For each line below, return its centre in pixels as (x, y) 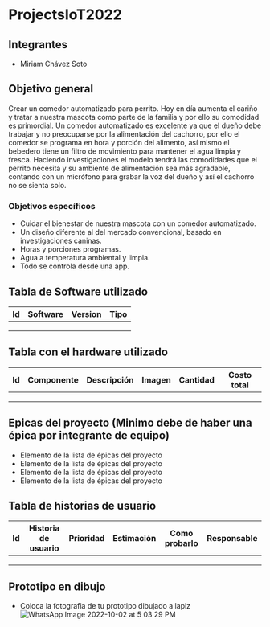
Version (86, 313)
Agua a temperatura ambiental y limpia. (85, 258)
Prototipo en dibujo (57, 586)
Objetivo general (51, 89)
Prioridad (87, 539)
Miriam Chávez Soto (53, 64)
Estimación (134, 539)
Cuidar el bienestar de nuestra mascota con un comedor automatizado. (138, 223)
